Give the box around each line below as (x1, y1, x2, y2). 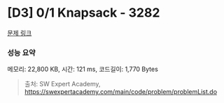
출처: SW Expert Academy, (24, 80, 101, 88)
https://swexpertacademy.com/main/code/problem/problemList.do (24, 88, 218, 96)
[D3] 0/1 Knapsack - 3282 (7, 5, 160, 21)
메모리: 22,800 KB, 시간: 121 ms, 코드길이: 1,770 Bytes (7, 65, 159, 74)
